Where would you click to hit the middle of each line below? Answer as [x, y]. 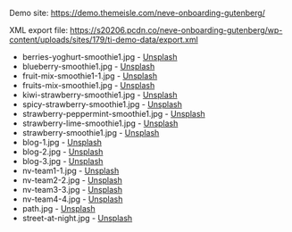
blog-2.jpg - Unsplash [63, 152]
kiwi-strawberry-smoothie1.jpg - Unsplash [100, 95]
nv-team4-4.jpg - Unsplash [72, 199]
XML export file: [39, 30]
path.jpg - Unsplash [58, 208]
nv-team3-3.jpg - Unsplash [72, 190]
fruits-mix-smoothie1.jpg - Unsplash [88, 85]
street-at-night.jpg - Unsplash [77, 218]
